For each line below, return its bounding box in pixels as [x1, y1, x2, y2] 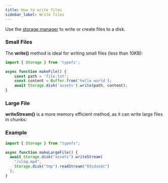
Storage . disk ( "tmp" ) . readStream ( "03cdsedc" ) [14, 164, 110, 169]
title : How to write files [5, 7, 62, 13]
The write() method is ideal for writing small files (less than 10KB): [5, 50, 143, 56]
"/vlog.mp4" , [14, 159, 42, 164]
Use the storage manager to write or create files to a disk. [5, 26, 125, 32]
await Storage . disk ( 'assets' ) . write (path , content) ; [14, 83, 128, 88]
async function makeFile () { [5, 69, 67, 74]
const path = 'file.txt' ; [14, 74, 69, 79]
